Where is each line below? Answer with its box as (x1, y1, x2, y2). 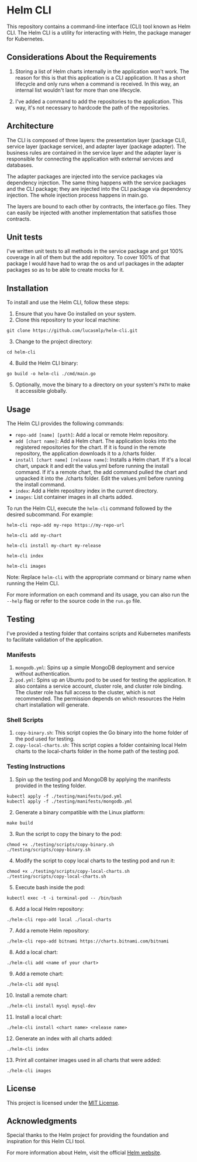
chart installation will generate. (15, 701, 89, 708)
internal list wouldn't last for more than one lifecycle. (15, 86, 142, 94)
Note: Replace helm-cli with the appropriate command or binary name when (6, 574, 191, 580)
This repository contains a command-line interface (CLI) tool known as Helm (6, 23, 191, 30)
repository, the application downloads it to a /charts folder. (15, 450, 157, 457)
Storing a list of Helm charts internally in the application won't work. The (15, 68, 189, 75)
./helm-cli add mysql (6, 981, 60, 987)
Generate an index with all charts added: (15, 1034, 113, 1042)
